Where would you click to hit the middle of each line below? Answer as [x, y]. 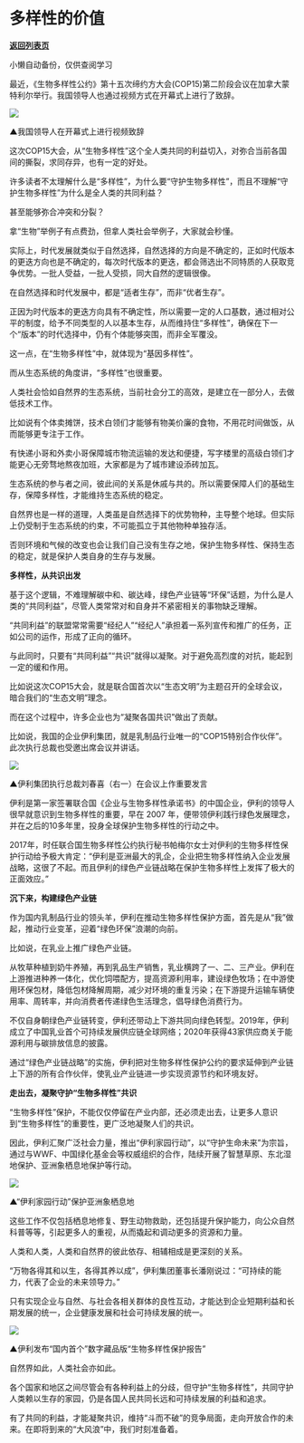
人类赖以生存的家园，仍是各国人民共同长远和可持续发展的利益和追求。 [140, 1398]
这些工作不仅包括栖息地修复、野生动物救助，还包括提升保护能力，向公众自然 [152, 1220]
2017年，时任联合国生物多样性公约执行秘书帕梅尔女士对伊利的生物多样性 [145, 844]
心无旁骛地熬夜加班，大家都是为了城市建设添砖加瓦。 [124, 464]
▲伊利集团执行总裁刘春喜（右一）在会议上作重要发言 [109, 784]
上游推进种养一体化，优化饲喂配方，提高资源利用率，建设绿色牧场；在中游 [148, 978]
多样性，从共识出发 [45, 575]
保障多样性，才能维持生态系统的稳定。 [96, 495]
